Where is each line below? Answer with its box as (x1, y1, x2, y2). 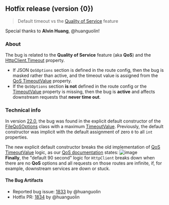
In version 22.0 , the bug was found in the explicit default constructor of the (5, 118, 161, 124)
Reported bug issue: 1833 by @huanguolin (12, 188, 101, 194)
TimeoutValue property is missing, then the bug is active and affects (12, 89, 155, 95)
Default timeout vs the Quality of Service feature (17, 18, 119, 24)
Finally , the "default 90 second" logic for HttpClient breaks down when (5, 155, 155, 161)
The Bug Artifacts (5, 177, 43, 183)
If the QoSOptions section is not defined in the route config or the (12, 84, 147, 90)
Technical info (5, 107, 41, 114)
